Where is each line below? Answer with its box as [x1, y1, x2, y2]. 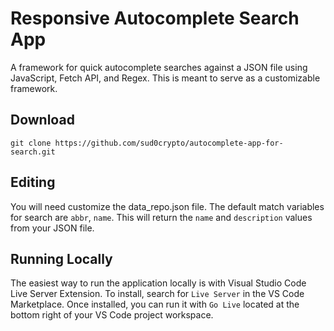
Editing [10, 174, 56, 191]
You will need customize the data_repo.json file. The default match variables [10, 200, 325, 212]
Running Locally [10, 250, 113, 267]
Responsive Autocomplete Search [10, 7, 300, 30]
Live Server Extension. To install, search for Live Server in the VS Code [10, 288, 305, 300]
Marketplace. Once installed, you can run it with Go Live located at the [10, 298, 300, 311]
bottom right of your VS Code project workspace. [10, 309, 214, 321]
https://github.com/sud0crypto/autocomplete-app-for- [54, 138, 284, 148]
